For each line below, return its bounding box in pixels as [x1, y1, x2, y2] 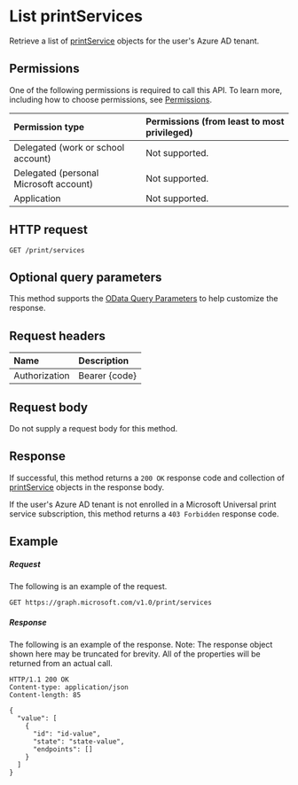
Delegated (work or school [13, 141, 125, 153]
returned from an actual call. [9, 658, 114, 669]
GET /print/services [9, 245, 86, 254]
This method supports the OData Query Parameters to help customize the [9, 293, 278, 304]
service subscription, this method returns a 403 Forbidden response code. [9, 508, 279, 519]
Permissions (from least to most [145, 115, 285, 128]
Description [78, 354, 129, 367]
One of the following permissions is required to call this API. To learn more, [9, 84, 283, 95]
